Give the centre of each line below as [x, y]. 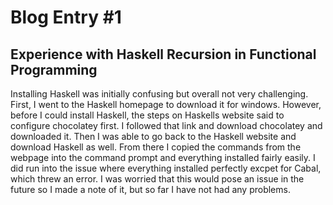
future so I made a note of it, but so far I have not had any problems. [150, 189]
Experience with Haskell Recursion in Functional [163, 54]
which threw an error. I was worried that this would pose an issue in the [157, 179]
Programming [54, 69]
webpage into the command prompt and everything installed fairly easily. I [163, 157]
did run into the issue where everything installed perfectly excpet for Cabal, [166, 168]
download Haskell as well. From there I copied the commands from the [156, 147]
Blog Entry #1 [66, 17]
